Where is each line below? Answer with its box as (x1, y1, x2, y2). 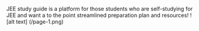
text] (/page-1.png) (16, 18, 64, 25)
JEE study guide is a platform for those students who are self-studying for (6, 5, 193, 12)
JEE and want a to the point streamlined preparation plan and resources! (6, 12, 189, 19)
